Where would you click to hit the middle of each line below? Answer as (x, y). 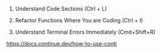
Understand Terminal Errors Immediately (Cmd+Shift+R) (85, 32)
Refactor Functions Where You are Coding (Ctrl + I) (79, 20)
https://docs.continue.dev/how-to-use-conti (62, 44)
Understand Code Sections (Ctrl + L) (61, 9)
